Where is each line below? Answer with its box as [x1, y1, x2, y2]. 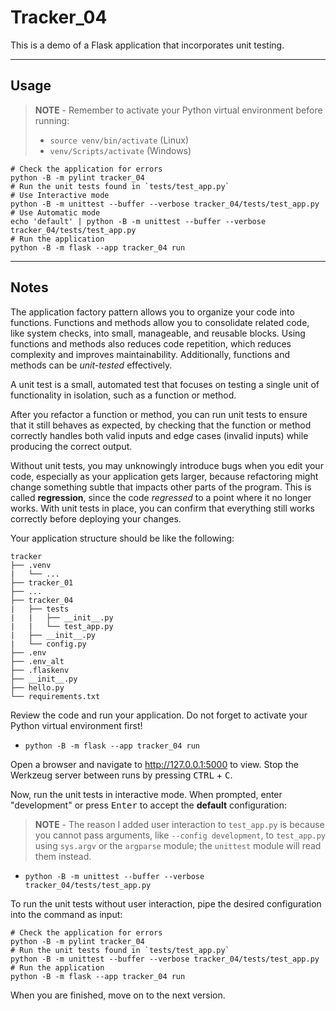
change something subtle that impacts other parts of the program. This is [10, 481, 312, 493]
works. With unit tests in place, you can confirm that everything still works [10, 502, 315, 514]
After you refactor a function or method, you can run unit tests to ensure [10, 408, 308, 420]
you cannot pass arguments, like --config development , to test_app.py [34, 829, 326, 841]
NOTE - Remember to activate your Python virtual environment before [34, 104, 323, 116]
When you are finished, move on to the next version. [10, 989, 226, 1001]
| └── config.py [10, 639, 87, 649]
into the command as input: [10, 908, 123, 920]
